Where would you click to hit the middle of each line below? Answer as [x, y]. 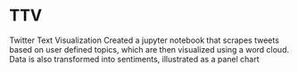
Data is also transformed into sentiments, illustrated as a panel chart [134, 59]
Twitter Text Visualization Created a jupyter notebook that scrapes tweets [144, 40]
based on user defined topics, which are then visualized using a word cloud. [149, 49]
